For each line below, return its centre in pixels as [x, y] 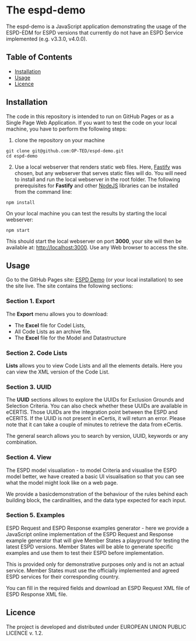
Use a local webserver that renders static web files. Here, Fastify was [98, 167]
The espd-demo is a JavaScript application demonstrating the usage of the [96, 26]
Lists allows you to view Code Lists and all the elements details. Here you [94, 365]
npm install [20, 203]
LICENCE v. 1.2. [24, 633]
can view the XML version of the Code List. [58, 372]
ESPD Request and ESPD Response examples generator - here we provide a [97, 528]
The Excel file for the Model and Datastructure [70, 338]
